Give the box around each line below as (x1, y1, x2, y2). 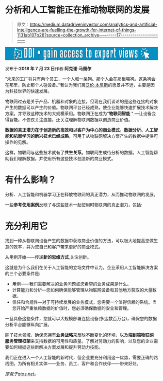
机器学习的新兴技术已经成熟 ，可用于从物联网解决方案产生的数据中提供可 (13, 133, 158, 139)
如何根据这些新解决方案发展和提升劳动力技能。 (9, 344, 103, 350)
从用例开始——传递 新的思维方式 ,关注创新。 (5, 254, 92, 260)
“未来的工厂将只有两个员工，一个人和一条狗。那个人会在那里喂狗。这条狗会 (5, 76, 156, 82)
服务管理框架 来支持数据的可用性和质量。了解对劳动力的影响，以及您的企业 (5, 338, 154, 344)
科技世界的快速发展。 (9, 88, 52, 94)
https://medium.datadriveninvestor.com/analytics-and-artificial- (30, 21, 158, 27)
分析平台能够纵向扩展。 (5, 322, 52, 327)
